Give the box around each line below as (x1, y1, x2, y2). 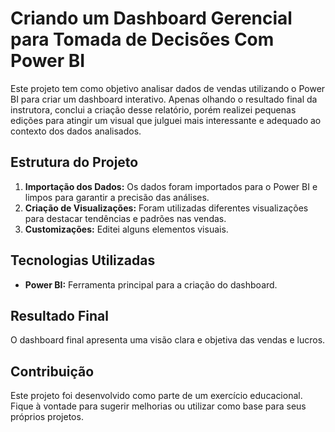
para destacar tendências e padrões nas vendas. (24, 212, 227, 224)
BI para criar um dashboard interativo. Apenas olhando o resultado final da (10, 93, 318, 105)
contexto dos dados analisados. (10, 125, 142, 137)
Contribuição (10, 363, 95, 380)
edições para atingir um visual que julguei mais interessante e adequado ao (10, 114, 322, 126)
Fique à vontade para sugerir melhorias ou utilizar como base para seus (10, 400, 307, 412)
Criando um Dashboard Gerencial (10, 7, 293, 30)
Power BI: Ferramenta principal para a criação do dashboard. (24, 278, 278, 291)
